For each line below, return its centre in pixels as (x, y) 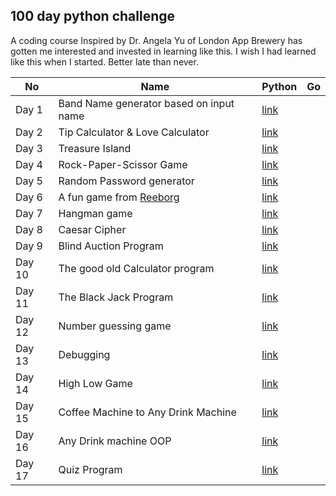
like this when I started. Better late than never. (104, 61)
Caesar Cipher (92, 229)
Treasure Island (95, 148)
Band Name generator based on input (146, 103)
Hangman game (95, 213)
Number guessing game (115, 326)
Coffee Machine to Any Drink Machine (147, 412)
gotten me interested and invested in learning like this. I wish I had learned (163, 51)
